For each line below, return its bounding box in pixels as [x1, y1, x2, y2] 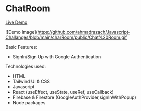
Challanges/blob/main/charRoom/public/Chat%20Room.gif [5, 34, 127, 40]
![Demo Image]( [5, 29, 38, 35]
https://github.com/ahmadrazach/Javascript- [37, 29, 130, 35]
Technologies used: [5, 63, 46, 69]
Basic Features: [5, 44, 38, 50]
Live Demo [5, 19, 28, 25]
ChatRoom [5, 3, 50, 14]
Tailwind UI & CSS [12, 78, 50, 84]
